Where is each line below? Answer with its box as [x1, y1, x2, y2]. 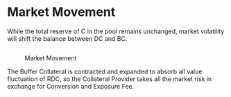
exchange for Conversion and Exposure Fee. [7, 82, 135, 90]
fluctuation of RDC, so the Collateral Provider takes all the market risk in [7, 74, 212, 83]
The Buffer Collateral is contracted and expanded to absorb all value [7, 67, 203, 76]
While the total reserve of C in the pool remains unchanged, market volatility [7, 27, 225, 35]
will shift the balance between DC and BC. [7, 34, 128, 42]
